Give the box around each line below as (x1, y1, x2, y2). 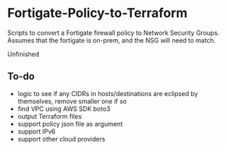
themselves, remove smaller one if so (17, 97, 128, 105)
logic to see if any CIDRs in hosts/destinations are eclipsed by (17, 89, 198, 97)
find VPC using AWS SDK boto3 (17, 105, 111, 113)
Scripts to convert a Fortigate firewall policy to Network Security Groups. (7, 28, 220, 37)
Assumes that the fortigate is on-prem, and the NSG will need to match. (7, 36, 216, 44)
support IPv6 (17, 127, 56, 136)
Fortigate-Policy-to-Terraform (7, 5, 188, 21)
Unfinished (7, 50, 40, 58)
